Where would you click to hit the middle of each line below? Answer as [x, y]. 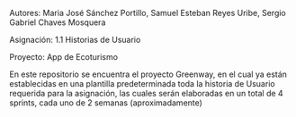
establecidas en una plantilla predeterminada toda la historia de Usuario [143, 84]
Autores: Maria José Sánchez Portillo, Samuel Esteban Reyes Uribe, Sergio [148, 13]
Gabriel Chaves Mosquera [58, 22]
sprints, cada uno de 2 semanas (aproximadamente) [106, 103]
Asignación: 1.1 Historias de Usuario [75, 40]
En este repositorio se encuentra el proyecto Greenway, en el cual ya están [148, 74]
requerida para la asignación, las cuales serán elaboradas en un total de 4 [146, 93]
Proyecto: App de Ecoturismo [64, 57]
